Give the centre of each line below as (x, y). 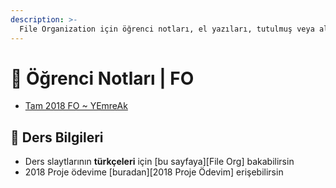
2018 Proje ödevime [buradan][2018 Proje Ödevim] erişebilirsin (154, 172)
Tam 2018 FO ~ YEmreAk (76, 106)
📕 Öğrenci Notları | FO (102, 78)
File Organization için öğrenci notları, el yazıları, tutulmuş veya (167, 29)
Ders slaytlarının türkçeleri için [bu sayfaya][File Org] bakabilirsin (159, 162)
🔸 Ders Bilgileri (57, 137)
